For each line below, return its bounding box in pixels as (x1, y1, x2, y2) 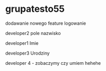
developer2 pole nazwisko (5, 30, 61, 36)
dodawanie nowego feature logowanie (5, 20, 86, 26)
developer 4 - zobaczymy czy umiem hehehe (5, 60, 101, 66)
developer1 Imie (5, 40, 39, 46)
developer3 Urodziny (5, 50, 50, 56)
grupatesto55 (5, 3, 65, 15)
